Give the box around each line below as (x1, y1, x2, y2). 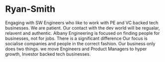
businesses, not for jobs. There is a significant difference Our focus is (5, 35, 148, 41)
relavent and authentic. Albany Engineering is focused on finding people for (5, 30, 160, 36)
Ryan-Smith (5, 3, 56, 15)
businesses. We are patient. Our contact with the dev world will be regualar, (5, 25, 160, 31)
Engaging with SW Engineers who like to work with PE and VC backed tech (5, 20, 159, 26)
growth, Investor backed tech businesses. (5, 51, 91, 57)
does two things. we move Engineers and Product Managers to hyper (5, 46, 147, 52)
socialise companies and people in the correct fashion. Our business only (5, 40, 156, 46)
